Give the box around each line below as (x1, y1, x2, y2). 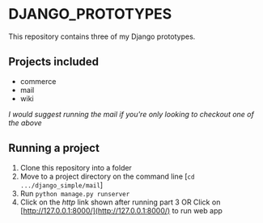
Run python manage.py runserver (19, 188, 130, 198)
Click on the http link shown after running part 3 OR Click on (19, 197, 221, 207)
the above (8, 118, 42, 128)
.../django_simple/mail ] (19, 179, 104, 190)
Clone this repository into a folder (19, 162, 132, 172)
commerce (19, 76, 57, 86)
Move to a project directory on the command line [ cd (19, 171, 195, 181)
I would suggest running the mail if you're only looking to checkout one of (8, 109, 255, 119)
